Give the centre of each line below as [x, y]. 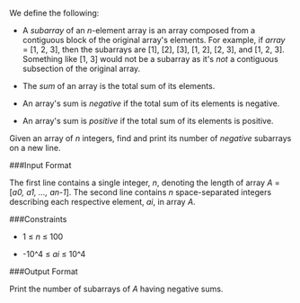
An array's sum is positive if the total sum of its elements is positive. [148, 121]
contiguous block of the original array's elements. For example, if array [154, 40]
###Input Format [40, 165]
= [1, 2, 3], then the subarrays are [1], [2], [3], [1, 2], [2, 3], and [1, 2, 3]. [153, 49]
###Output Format [44, 272]
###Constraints [38, 219]
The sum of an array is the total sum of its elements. [119, 86]
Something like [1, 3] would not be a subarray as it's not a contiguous [150, 59]
